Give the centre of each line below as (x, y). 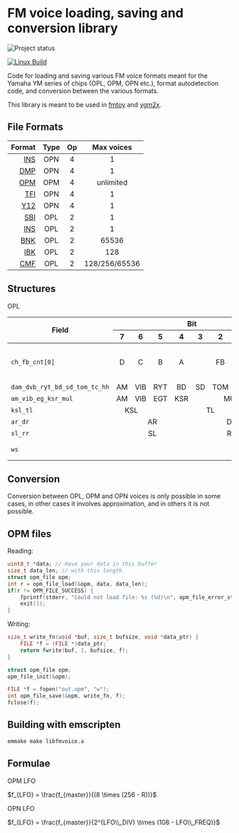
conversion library (63, 28)
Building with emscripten (64, 725)
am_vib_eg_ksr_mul (42, 398)
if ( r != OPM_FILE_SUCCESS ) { (51, 591)
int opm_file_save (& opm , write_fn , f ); (67, 696)
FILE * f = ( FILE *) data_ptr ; (63, 644)
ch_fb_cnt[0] (33, 362)
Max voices (112, 147)
